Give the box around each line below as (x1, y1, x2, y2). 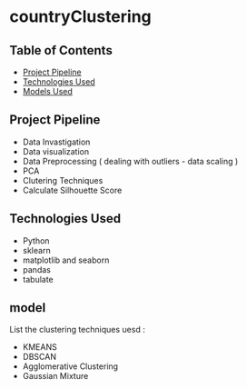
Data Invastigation (22, 136, 91, 147)
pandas (22, 264, 52, 274)
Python (22, 234, 50, 246)
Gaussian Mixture (22, 371, 89, 382)
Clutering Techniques (22, 175, 104, 185)
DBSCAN (22, 352, 57, 363)
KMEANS (22, 342, 57, 353)
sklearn (22, 244, 52, 255)
